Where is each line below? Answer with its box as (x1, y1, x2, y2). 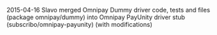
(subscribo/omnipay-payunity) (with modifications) (6, 21, 152, 28)
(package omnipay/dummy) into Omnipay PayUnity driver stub (6, 13, 186, 21)
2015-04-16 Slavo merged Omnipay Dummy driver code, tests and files (6, 6, 210, 14)
